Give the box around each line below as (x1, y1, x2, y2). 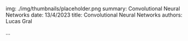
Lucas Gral (5, 18, 32, 24)
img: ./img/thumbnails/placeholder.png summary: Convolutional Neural (5, 5, 180, 12)
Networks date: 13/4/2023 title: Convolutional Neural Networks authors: (5, 11, 183, 18)
